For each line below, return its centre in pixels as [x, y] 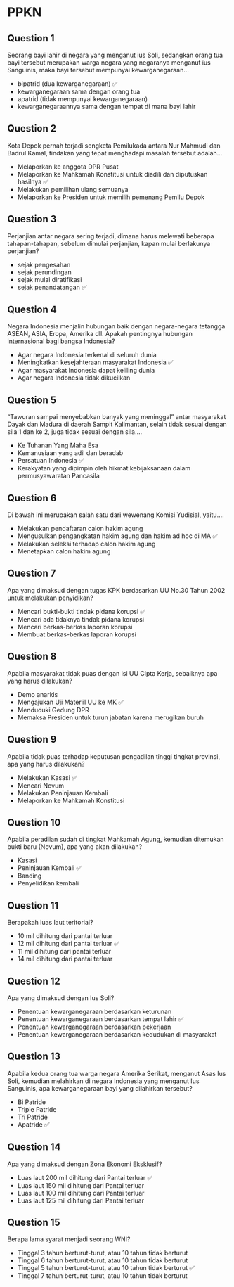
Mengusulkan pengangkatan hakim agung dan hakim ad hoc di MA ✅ [118, 536]
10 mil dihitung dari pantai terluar [65, 936]
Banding [30, 876]
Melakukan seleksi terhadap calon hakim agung [86, 544]
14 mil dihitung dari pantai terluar [65, 959]
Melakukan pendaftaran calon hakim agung [80, 529]
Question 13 [34, 1057]
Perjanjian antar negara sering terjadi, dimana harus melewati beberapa [111, 236]
